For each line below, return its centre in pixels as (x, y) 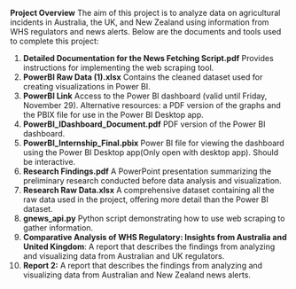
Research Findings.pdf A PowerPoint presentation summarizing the (147, 171)
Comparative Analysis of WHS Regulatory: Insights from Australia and (155, 237)
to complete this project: (55, 41)
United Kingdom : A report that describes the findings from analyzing (149, 246)
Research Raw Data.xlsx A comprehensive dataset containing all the (148, 190)
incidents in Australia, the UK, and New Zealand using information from (140, 22)
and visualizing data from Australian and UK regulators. (124, 256)
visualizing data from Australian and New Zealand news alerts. (137, 275)
